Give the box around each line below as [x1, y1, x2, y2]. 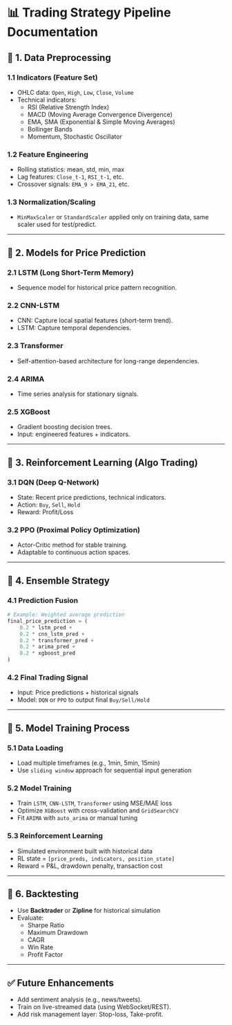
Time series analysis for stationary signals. [17, 390, 139, 398]
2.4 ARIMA [7, 374, 45, 383]
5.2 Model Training [7, 783, 72, 792]
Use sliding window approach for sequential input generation [17, 766, 192, 774]
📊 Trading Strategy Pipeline [7, 5, 171, 21]
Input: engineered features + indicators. [17, 430, 130, 439]
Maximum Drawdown [27, 928, 88, 937]
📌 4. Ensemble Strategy [7, 574, 110, 586]
